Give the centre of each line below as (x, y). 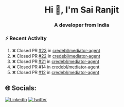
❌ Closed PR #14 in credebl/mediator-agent (56, 67)
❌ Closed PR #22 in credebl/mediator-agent (56, 56)
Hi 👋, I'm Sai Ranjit (82, 10)
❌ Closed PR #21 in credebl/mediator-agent (56, 61)
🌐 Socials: (21, 88)
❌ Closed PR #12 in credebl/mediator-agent (56, 73)
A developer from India (82, 25)
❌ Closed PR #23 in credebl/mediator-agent (56, 51)
